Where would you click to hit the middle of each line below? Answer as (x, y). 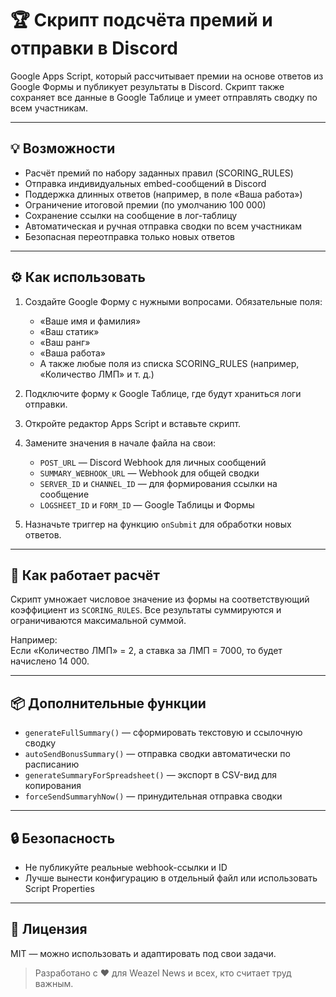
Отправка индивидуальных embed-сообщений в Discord (145, 183)
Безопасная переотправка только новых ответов (129, 236)
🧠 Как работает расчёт (85, 575)
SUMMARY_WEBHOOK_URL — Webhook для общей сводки (149, 473)
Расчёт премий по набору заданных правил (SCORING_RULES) (159, 173)
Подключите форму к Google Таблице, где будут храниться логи (163, 393)
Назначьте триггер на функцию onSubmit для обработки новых (158, 524)
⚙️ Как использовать (78, 277)
